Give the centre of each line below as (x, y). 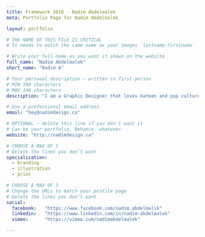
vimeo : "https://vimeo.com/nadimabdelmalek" (76, 220)
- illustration (31, 169)
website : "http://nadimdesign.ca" (50, 135)
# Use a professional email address (53, 107)
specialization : (27, 157)
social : (16, 202)
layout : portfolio (30, 29)
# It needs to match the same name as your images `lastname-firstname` (101, 46)
